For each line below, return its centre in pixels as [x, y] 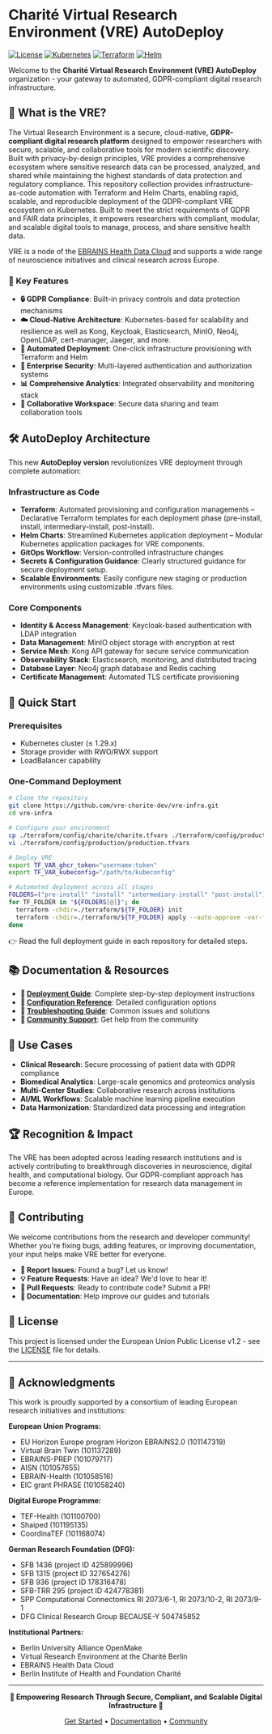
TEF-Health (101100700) [60, 1516]
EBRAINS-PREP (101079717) [66, 1460]
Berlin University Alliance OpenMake [81, 1648]
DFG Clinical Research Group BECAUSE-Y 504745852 [110, 1617]
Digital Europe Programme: [55, 1501]
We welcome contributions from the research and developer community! [130, 1237]
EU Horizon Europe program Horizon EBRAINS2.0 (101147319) [123, 1442]
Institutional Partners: [46, 1632]
